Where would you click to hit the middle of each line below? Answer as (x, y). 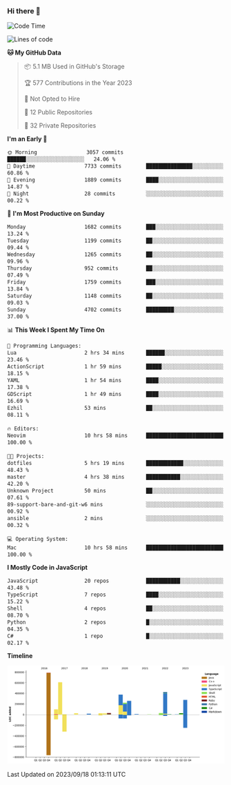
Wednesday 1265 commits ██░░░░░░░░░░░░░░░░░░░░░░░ (115, 255)
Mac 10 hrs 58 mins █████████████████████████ (115, 548)
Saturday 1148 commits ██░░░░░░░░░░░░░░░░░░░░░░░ (115, 296)
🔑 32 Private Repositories (60, 126)
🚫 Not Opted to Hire (52, 99)
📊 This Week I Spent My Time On (56, 330)
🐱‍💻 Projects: (26, 457)
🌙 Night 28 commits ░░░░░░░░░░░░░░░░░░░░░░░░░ (115, 194)
